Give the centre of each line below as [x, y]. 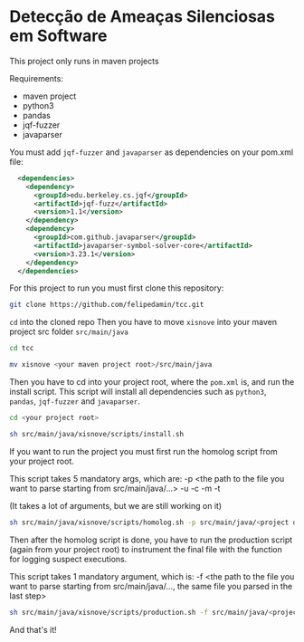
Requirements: [36, 78]
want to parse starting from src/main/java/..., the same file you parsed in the [151, 586]
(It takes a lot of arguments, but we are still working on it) [116, 505]
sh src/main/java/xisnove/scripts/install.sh [96, 434]
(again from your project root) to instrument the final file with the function [146, 549]
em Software [58, 36]
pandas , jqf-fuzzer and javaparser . [75, 401]
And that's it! [33, 629]
